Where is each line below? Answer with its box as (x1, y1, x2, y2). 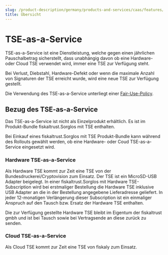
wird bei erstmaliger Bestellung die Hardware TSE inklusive (32, 183, 154, 190)
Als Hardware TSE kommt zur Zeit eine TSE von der (5, 168, 111, 174)
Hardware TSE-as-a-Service (5, 156, 76, 163)
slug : (5, 7, 16, 12)
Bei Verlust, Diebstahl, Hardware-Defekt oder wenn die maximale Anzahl (5, 70, 155, 76)
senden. (5, 220, 22, 226)
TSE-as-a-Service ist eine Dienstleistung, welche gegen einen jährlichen (5, 50, 155, 56)
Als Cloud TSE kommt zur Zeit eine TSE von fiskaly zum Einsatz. (5, 243, 137, 250)
